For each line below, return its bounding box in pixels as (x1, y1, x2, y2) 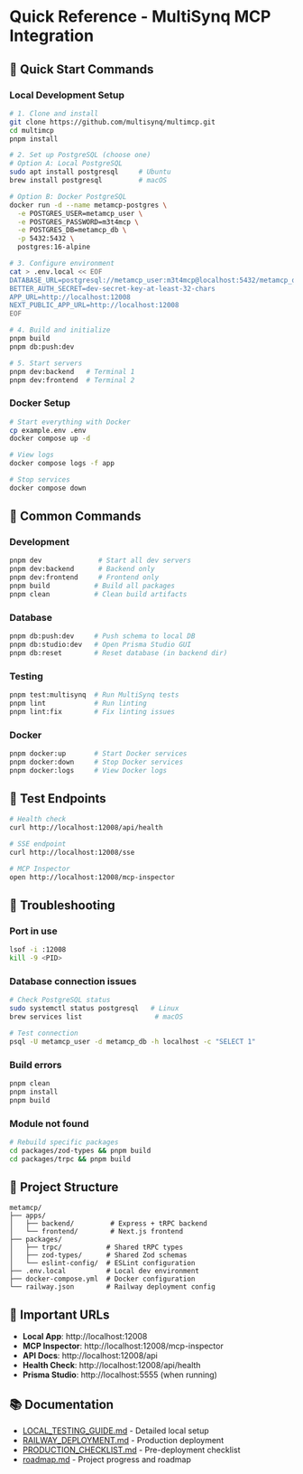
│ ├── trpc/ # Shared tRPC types (9, 1243, 183, 1253)
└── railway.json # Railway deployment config (9, 1282, 216, 1291)
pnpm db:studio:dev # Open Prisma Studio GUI (9, 640, 192, 650)
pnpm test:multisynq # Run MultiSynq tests (9, 690, 179, 699)
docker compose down (9, 484, 87, 493)
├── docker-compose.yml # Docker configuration (9, 1274, 196, 1284)
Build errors (9, 1058, 62, 1071)
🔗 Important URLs (9, 1307, 110, 1322)
